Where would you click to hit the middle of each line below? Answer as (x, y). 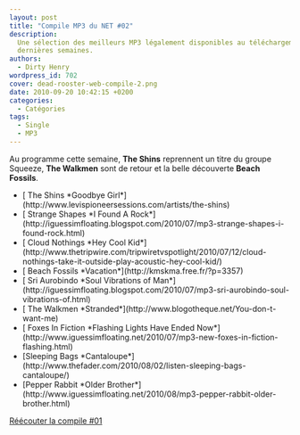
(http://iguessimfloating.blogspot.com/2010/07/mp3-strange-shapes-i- (153, 223)
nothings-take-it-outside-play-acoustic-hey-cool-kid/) (122, 261)
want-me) (40, 318)
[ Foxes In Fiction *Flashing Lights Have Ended (108, 327)
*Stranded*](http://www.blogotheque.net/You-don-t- (178, 308)
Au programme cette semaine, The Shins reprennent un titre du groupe (141, 159)
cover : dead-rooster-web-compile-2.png (83, 84)
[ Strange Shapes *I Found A (75, 214)
